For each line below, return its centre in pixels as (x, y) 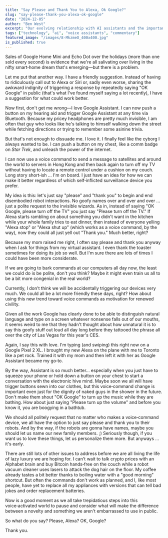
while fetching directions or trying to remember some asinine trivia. (74, 129)
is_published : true (25, 42)
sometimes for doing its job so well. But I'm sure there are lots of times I (79, 252)
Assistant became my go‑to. (34, 360)
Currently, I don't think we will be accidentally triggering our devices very (80, 288)
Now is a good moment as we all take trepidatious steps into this (71, 500)
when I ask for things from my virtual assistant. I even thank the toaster (78, 247)
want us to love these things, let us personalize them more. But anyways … (82, 438)
